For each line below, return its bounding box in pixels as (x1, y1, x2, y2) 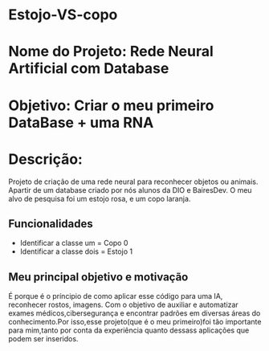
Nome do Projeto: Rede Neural (8, 43, 214, 61)
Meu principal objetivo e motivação (8, 270, 189, 284)
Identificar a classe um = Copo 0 (19, 239, 128, 248)
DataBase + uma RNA (8, 113, 154, 132)
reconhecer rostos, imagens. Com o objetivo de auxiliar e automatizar (8, 300, 238, 310)
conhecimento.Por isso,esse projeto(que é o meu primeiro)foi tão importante (8, 317, 262, 327)
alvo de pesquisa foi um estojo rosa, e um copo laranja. (8, 194, 191, 203)
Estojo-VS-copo (8, 6, 118, 24)
